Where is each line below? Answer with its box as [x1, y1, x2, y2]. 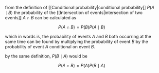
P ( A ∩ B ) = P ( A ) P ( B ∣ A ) [58, 63, 106, 68]
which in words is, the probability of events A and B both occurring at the [5, 34, 152, 39]
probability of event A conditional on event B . [5, 44, 96, 49]
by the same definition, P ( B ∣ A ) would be [5, 53, 88, 59]
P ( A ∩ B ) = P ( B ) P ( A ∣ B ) [58, 24, 106, 30]
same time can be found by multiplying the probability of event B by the [5, 39, 148, 44]
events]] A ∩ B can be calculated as [5, 15, 76, 20]
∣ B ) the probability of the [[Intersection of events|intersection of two [5, 10, 142, 15]
